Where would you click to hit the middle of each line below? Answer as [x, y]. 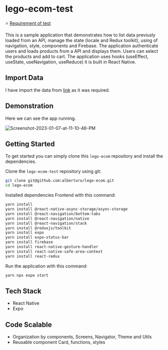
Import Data [25, 78]
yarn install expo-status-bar [37, 237]
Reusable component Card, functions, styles [59, 342]
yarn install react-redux [32, 256]
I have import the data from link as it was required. [58, 90]
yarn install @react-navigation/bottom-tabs [53, 214]
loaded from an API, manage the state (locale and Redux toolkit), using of [81, 40]
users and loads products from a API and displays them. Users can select [82, 51]
